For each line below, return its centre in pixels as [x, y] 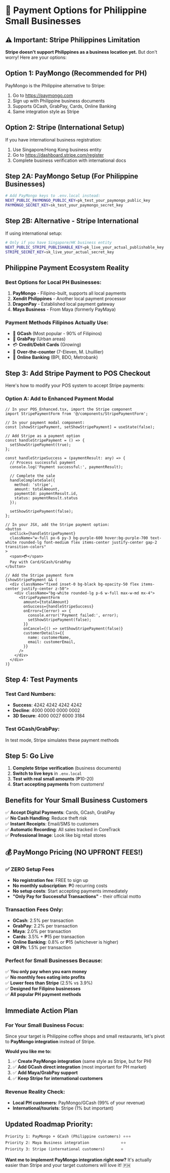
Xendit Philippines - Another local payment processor [69, 299]
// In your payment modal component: [45, 422]
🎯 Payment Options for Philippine [76, 10]
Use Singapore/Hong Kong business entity [57, 150]
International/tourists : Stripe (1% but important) [63, 1108]
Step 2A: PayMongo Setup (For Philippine [72, 176]
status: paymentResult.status [46, 498]
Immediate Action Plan [42, 1010]
